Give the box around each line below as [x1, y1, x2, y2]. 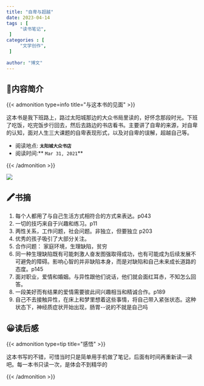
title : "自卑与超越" [6, 9, 53, 15]
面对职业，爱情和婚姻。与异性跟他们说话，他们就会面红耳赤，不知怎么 [15, 273, 191, 280]
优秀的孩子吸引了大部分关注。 [15, 235, 90, 243]
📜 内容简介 [6, 83, 44, 94]
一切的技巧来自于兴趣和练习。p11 [15, 220, 98, 227]
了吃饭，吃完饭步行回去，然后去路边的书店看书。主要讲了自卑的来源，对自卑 [6, 122, 198, 129]
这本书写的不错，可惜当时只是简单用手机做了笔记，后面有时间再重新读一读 [6, 353, 192, 360]
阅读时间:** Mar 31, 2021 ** [15, 150, 83, 157]
